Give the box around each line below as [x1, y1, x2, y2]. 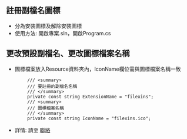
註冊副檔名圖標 [6, 5, 61, 16]
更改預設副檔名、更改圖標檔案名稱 [6, 49, 130, 59]
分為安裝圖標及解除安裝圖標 [14, 22, 82, 29]
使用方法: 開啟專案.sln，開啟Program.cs [14, 29, 111, 37]
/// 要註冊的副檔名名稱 [27, 83, 78, 90]
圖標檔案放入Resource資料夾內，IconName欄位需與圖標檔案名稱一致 [14, 65, 181, 72]
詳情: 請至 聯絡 [14, 126, 51, 134]
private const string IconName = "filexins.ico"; [27, 115, 151, 121]
